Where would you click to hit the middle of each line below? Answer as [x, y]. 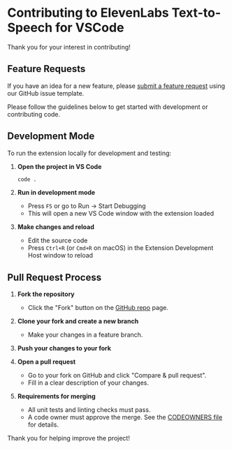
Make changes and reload [56, 227]
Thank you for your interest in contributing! [69, 47]
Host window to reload [60, 256]
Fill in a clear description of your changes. [88, 383]
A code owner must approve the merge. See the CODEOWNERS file [125, 418]
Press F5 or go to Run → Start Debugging [87, 206]
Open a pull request [46, 362]
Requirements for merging [56, 397]
